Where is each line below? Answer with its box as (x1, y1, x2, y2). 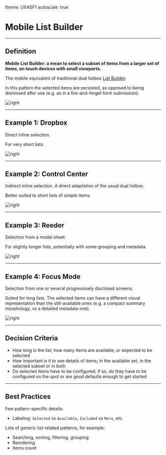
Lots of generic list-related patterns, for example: (5, 425, 105, 431)
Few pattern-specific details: (5, 406, 64, 411)
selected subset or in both (12, 363, 66, 369)
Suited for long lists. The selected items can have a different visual (5, 295, 141, 301)
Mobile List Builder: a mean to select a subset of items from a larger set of (5, 60, 160, 66)
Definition (5, 47, 36, 56)
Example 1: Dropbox (5, 119, 68, 127)
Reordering (12, 440, 36, 446)
